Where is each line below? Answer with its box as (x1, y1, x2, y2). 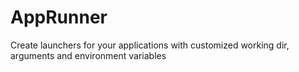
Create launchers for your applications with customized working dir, (10, 39, 290, 51)
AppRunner (10, 6, 108, 29)
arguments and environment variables (10, 49, 167, 61)
